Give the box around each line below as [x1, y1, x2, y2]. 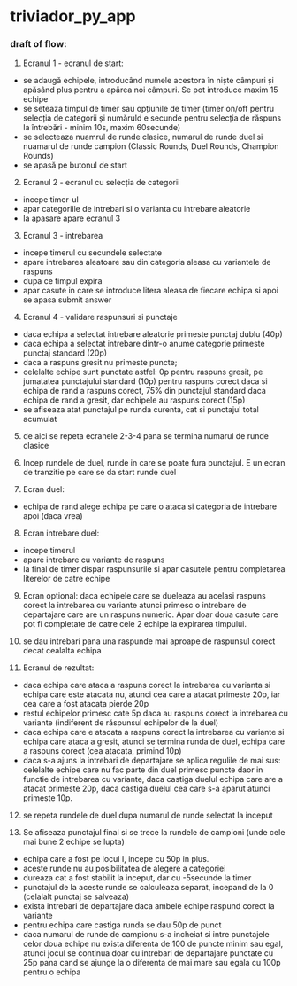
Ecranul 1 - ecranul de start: [22, 58, 125, 68]
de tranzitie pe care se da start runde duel [22, 467, 177, 478]
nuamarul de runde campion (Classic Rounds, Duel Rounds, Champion [22, 141, 279, 152]
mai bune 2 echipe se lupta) [22, 836, 125, 848]
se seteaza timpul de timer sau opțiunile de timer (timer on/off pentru [22, 104, 275, 114]
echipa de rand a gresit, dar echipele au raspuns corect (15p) [22, 395, 246, 405]
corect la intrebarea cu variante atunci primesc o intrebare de [22, 600, 247, 611]
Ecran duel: [22, 484, 65, 495]
